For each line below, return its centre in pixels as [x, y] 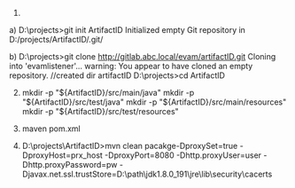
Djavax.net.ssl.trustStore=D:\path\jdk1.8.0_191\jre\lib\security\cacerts [147, 174]
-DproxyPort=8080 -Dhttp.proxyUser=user [183, 155]
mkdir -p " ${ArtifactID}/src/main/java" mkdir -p [108, 93]
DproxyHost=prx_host [62, 155]
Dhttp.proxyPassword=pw [70, 164]
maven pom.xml [51, 129]
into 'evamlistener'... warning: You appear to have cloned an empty [131, 66]
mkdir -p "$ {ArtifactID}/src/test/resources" [100, 111]
